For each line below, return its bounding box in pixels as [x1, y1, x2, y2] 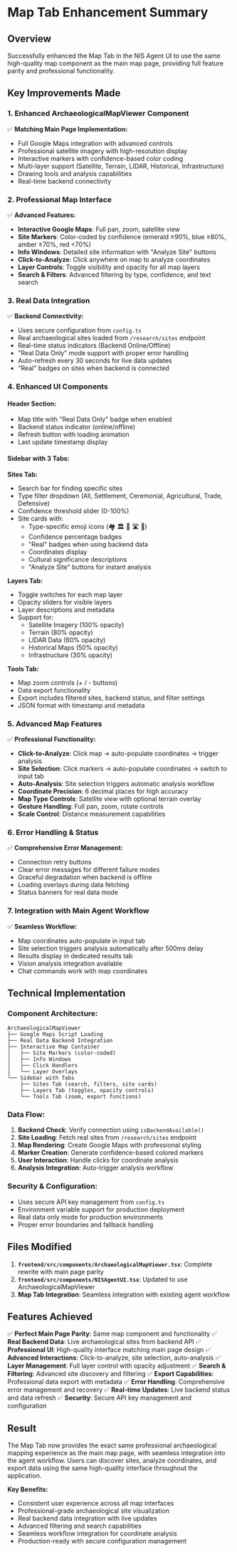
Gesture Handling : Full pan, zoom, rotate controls [17, 802, 164, 810]
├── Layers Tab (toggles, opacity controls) [20, 1087, 154, 1094]
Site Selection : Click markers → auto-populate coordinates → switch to [17, 764, 228, 772]
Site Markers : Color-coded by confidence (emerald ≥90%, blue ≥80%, [17, 232, 226, 241]
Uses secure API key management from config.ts [17, 1197, 165, 1206]
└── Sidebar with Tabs [7, 1074, 75, 1082]
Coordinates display [28, 547, 88, 556]
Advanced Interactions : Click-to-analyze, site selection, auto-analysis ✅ [7, 1353, 221, 1362]
